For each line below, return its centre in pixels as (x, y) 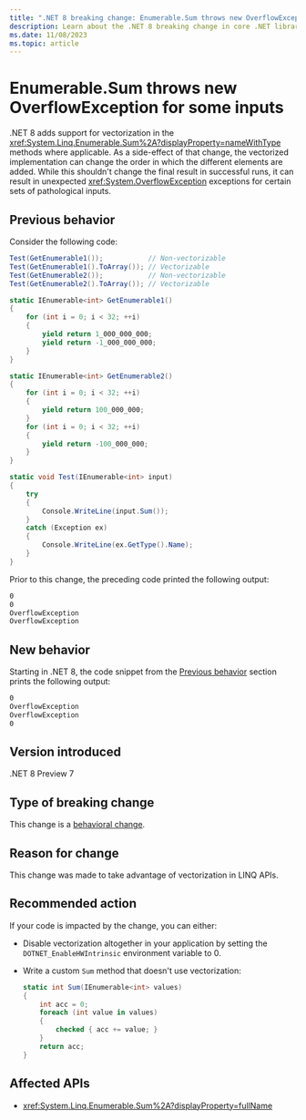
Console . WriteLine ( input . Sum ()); (106, 511)
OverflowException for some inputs (147, 108)
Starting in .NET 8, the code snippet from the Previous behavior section (143, 672)
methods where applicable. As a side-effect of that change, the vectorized (149, 152)
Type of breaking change (82, 802)
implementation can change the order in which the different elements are (146, 162)
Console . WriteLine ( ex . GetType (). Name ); (118, 545)
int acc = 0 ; (64, 1004)
